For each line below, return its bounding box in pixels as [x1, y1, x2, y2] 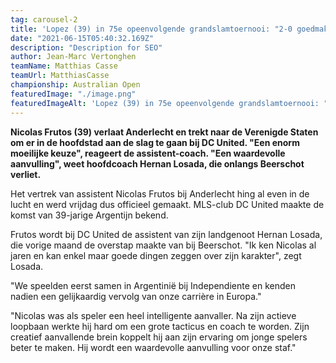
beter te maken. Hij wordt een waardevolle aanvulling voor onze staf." [10, 341, 297, 353]
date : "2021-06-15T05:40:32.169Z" [10, 33, 155, 43]
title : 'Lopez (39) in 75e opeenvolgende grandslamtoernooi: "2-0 [10, 24, 293, 34]
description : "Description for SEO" [10, 42, 163, 53]
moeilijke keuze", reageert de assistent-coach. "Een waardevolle [10, 147, 286, 159]
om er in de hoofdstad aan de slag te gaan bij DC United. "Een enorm [10, 136, 300, 148]
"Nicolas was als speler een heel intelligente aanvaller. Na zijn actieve [10, 309, 297, 321]
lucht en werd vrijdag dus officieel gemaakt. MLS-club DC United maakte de [10, 198, 325, 210]
